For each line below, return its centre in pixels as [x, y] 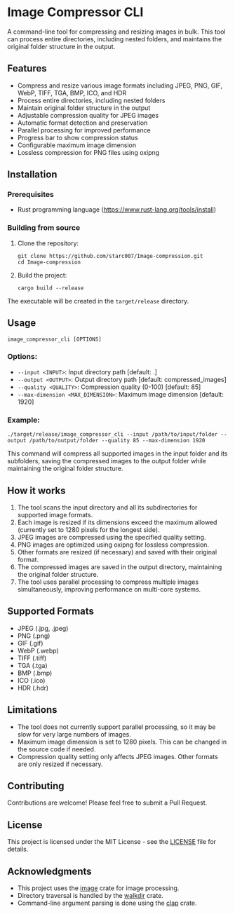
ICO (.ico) [31, 680]
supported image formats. [55, 514]
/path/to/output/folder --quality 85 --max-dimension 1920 [117, 441]
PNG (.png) [34, 636]
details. [18, 850]
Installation [32, 175]
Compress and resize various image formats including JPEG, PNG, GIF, [120, 86]
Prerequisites [31, 195]
